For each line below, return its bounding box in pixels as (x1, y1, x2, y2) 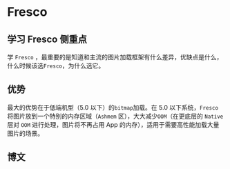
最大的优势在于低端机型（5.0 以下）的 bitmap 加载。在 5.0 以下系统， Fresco (7, 103, 219, 111)
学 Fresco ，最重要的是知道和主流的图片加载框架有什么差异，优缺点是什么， (7, 53, 223, 61)
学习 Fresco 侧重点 (7, 33, 88, 45)
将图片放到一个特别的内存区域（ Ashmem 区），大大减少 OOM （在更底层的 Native (7, 112, 224, 120)
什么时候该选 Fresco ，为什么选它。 (7, 61, 105, 70)
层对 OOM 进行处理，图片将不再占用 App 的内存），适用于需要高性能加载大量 (7, 120, 220, 128)
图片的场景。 (7, 129, 44, 137)
